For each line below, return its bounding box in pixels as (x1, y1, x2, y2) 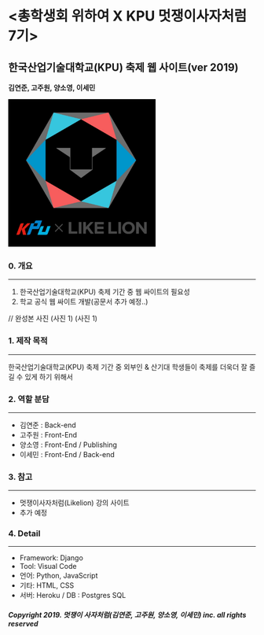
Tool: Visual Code (19, 562, 77, 571)
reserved (8, 619, 38, 629)
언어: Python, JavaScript (19, 571, 98, 581)
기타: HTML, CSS (19, 581, 75, 590)
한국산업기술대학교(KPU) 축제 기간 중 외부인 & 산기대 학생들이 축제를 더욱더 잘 (8, 362, 247, 371)
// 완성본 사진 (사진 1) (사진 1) (8, 314, 98, 323)
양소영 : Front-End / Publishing (19, 440, 118, 449)
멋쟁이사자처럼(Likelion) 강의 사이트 (19, 498, 130, 508)
